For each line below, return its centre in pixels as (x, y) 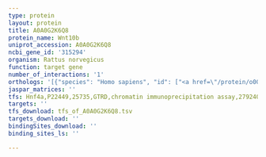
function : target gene (46, 67)
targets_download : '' (44, 119)
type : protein (32, 15)
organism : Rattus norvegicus (56, 60)
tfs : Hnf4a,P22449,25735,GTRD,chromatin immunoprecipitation (111, 97)
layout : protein (35, 23)
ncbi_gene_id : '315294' (47, 52)
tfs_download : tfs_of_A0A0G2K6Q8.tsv (70, 112)
